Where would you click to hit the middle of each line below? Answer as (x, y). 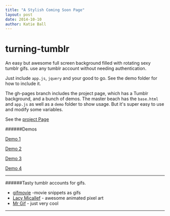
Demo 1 (13, 139)
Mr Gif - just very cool (35, 203)
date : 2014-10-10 (24, 19)
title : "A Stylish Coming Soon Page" (45, 10)
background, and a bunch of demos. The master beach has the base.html (82, 99)
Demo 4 (13, 168)
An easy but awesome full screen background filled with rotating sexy (78, 63)
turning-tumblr (37, 49)
